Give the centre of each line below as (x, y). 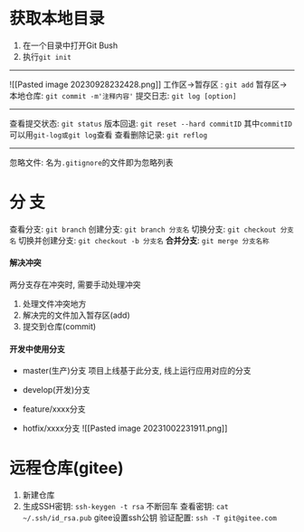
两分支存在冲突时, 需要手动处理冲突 (75, 285)
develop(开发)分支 (56, 390)
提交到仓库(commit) (59, 327)
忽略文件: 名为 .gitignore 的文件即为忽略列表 (91, 162)
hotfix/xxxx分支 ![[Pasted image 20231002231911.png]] (125, 428)
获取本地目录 (57, 19)
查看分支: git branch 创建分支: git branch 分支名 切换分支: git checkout (143, 229)
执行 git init (47, 56)
